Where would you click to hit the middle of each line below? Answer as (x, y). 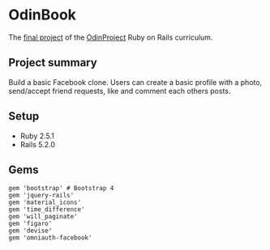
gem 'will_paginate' (43, 217)
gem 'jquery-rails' (41, 196)
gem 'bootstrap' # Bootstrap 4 (61, 189)
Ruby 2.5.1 (37, 136)
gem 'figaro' (30, 224)
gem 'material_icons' (45, 203)
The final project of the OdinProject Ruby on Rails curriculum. (111, 37)
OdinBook (43, 15)
